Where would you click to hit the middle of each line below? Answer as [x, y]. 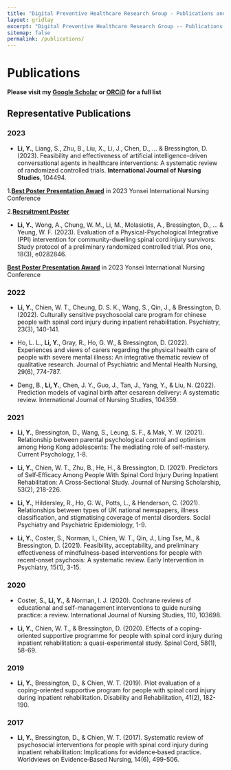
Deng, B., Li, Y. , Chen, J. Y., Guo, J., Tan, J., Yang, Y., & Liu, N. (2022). [116, 385]
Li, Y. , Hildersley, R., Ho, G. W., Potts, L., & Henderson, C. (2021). [109, 503]
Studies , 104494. [42, 177]
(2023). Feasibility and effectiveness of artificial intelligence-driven [112, 155]
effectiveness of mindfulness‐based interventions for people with [110, 553]
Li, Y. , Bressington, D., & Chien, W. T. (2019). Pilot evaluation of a [109, 683]
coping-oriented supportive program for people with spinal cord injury [117, 690]
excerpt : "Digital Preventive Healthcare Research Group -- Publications [115, 26]
